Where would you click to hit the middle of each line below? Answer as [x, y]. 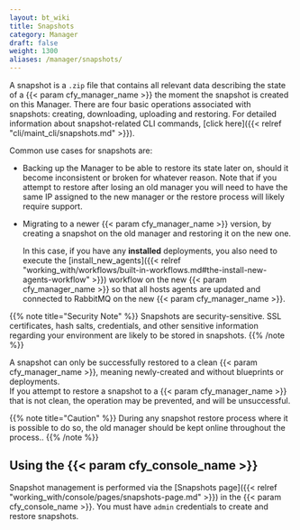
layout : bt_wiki [40, 18]
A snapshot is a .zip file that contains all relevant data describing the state [148, 85]
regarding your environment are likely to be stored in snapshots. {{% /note [147, 335]
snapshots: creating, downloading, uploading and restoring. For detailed [143, 114]
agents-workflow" [56, 279]
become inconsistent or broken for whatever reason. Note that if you [150, 178]
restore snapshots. [44, 516]
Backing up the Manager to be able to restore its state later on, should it [155, 168]
